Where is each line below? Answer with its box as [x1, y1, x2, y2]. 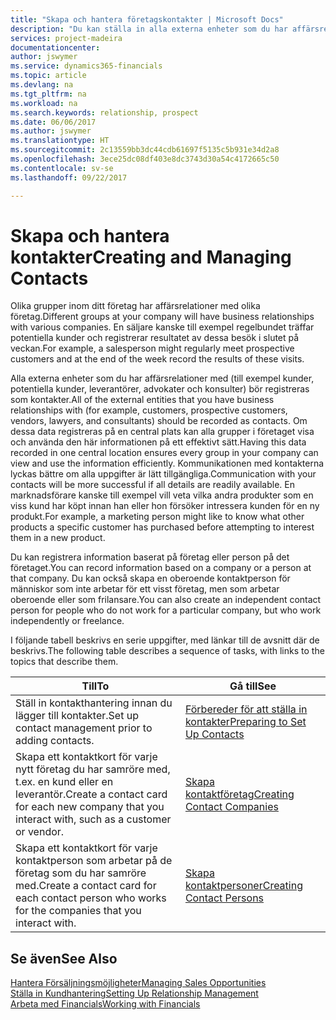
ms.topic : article [10, 71, 87, 81]
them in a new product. [10, 532, 106, 544]
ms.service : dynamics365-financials [10, 61, 163, 71]
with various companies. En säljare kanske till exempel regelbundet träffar [10, 321, 315, 333]
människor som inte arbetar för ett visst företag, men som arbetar [10, 583, 280, 595]
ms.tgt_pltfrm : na [10, 89, 87, 99]
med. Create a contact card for [15, 879, 157, 893]
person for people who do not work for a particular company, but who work [10, 604, 322, 616]
